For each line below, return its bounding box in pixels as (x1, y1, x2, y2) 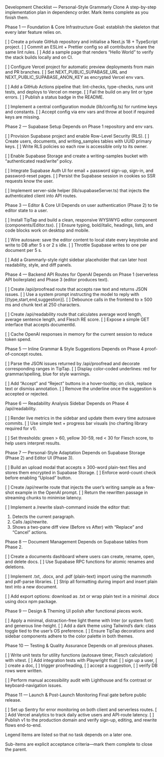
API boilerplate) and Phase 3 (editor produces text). (5, 277, 109, 282)
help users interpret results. (5, 440, 61, 446)
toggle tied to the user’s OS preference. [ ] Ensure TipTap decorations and (5, 628, 154, 634)
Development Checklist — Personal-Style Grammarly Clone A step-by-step (5, 4, 157, 10)
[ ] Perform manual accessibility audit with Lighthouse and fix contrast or (5, 677, 152, 683)
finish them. (5, 15, 29, 20)
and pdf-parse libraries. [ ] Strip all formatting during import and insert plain (5, 579, 158, 585)
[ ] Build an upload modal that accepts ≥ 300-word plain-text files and (5, 464, 146, 470)
